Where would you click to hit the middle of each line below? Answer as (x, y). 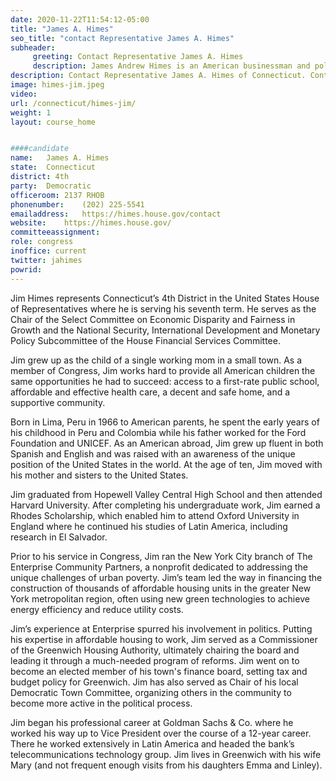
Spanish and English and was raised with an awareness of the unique (153, 453)
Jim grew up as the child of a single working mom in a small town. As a (156, 360)
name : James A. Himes (60, 158)
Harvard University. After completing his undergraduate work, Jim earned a (165, 505)
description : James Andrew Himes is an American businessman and (171, 66)
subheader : (33, 47)
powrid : (26, 269)
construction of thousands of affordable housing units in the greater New (161, 588)
